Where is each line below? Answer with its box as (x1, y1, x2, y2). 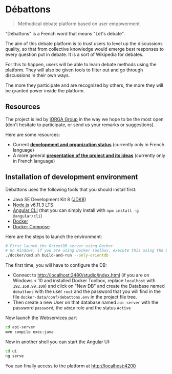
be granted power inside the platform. (5, 87, 85, 93)
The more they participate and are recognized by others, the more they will (5, 82, 164, 88)
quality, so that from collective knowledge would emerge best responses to (5, 46, 164, 52)
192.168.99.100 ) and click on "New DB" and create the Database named (12, 283, 165, 289)
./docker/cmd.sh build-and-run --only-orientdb (5, 253, 109, 258)
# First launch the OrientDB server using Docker (5, 243, 114, 248)
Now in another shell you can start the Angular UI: (5, 339, 111, 345)
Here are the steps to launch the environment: (5, 233, 102, 240)
